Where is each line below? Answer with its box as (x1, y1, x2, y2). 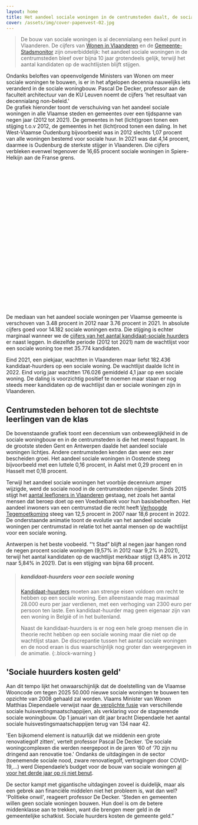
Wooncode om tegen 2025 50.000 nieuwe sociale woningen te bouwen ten (6, 688, 189, 695)
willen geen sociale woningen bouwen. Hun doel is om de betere (6, 800, 163, 807)
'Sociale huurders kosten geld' (6, 667, 121, 677)
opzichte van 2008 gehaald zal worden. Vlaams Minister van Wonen (6, 695, 171, 702)
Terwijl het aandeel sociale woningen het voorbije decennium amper (6, 479, 172, 486)
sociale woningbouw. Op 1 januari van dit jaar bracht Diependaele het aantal (6, 714, 190, 721)
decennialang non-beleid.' (6, 98, 70, 105)
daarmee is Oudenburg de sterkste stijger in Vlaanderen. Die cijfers (6, 141, 170, 148)
